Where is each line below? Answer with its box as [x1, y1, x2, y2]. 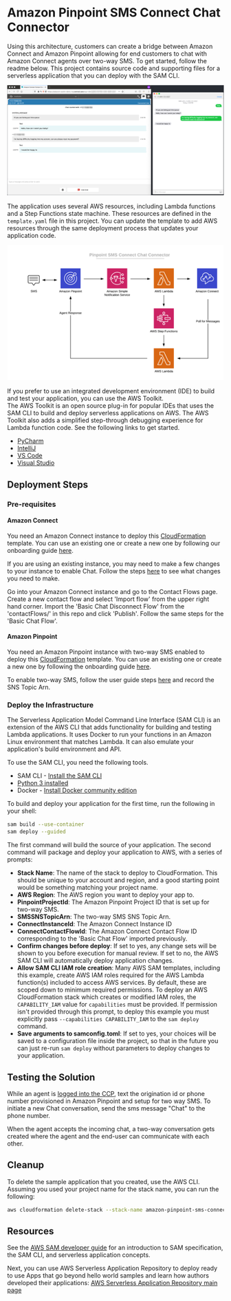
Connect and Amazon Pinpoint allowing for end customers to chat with [7, 50, 208, 58]
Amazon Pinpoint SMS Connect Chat [7, 5, 221, 21]
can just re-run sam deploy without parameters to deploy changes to [16, 1044, 210, 1053]
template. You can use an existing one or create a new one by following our [7, 538, 221, 547]
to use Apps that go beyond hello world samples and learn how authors [7, 1271, 210, 1280]
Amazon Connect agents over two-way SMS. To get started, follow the [7, 56, 208, 65]
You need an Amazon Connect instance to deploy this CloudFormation [7, 532, 206, 540]
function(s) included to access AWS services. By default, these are [16, 979, 207, 987]
